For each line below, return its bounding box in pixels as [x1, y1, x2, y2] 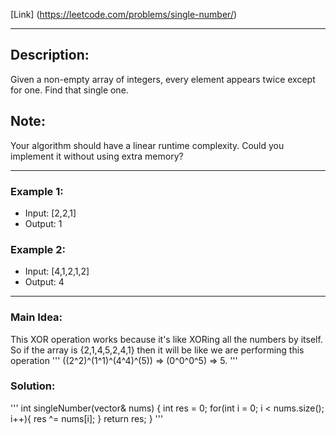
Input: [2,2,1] [24, 207, 77, 219]
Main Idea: [10, 310, 63, 324]
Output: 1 [24, 217, 63, 229]
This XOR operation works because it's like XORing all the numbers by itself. [10, 333, 323, 345]
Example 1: [10, 184, 64, 198]
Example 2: [10, 242, 66, 256]
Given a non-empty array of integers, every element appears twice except [10, 73, 316, 85]
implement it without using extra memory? [10, 150, 184, 162]
